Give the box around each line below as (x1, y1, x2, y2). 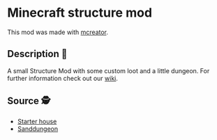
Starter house (17, 117, 57, 125)
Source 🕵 (7, 95, 51, 107)
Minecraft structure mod (7, 5, 152, 21)
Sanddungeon (17, 124, 59, 133)
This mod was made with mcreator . (7, 28, 109, 36)
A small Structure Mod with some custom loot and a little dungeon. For (7, 66, 210, 75)
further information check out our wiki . (7, 74, 119, 82)
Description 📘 (7, 48, 68, 60)
